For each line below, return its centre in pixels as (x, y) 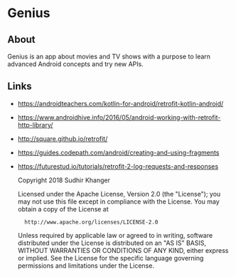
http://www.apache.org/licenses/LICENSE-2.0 (91, 222)
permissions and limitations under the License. (86, 266)
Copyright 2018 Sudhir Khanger (64, 180)
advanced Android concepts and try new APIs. (75, 64)
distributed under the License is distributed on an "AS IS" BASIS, (112, 243)
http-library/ (35, 125)
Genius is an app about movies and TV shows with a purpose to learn (109, 56)
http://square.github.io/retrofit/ (63, 138)
